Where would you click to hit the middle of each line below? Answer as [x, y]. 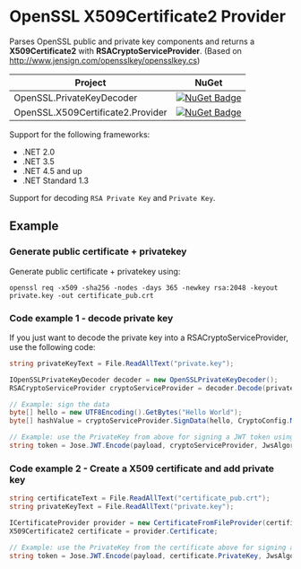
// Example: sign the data [60, 404]
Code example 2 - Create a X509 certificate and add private [142, 468]
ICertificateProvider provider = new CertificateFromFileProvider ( [138, 522]
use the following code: [52, 346]
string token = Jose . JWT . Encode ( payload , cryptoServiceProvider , [133, 446]
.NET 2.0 [39, 152]
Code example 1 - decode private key [91, 318]
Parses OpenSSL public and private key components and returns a [132, 41]
